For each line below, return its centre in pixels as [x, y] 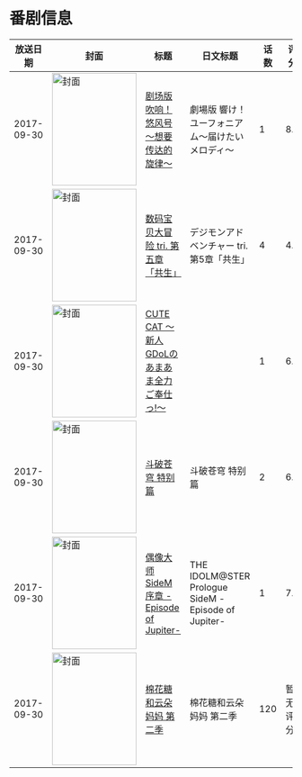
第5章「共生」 [219, 259]
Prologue [209, 587]
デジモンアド [217, 232]
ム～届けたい [217, 136]
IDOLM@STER [220, 575]
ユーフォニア [216, 122]
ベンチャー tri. [219, 246]
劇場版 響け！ [218, 109]
